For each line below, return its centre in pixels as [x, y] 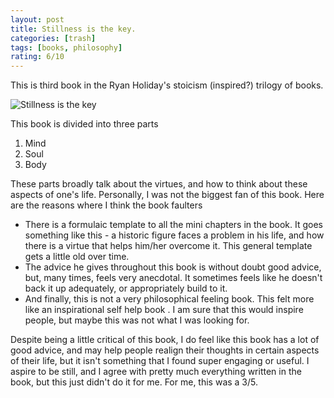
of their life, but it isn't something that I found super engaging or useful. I [160, 361]
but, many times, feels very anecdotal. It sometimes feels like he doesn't [173, 278]
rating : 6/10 [37, 57]
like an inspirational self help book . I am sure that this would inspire [164, 310]
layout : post [37, 19]
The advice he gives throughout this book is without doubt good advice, [173, 267]
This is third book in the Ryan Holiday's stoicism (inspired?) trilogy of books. [167, 85]
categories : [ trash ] [53, 38]
